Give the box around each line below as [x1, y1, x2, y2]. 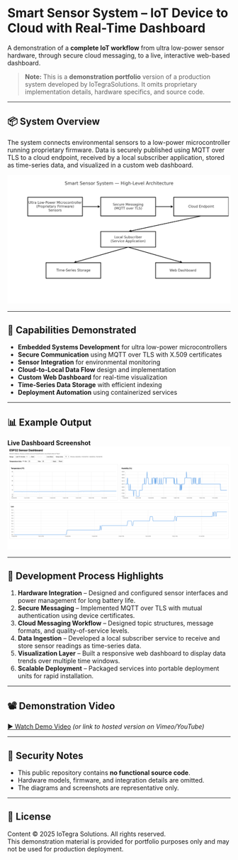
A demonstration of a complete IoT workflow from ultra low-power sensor [7, 43, 225, 52]
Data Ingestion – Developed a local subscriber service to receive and [17, 634, 220, 643]
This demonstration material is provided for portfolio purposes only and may [7, 837, 229, 846]
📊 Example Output [7, 416, 92, 428]
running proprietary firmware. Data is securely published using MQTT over [7, 146, 225, 154]
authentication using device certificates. [17, 611, 135, 620]
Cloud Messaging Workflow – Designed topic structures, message [17, 619, 214, 628]
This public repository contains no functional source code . [17, 768, 191, 777]
